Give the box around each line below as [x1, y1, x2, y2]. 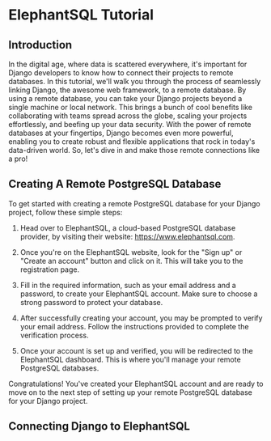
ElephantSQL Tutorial [8, 6, 155, 24]
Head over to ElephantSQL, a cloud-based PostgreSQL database [19, 223, 236, 232]
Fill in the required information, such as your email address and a [19, 280, 236, 290]
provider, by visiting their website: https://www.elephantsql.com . [19, 231, 235, 241]
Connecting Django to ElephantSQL [8, 419, 190, 434]
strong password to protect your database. [19, 297, 163, 307]
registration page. [19, 265, 80, 274]
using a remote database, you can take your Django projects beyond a [8, 94, 243, 103]
